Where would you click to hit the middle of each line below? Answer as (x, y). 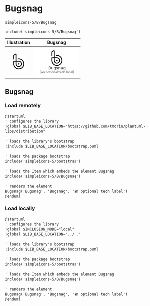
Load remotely (23, 105)
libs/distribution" (25, 131)
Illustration (19, 42)
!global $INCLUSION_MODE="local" (40, 229)
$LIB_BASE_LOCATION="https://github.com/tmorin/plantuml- (84, 126)
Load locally (20, 208)
